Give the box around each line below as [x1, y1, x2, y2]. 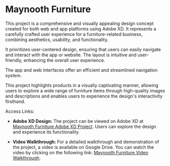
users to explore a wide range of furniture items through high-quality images [5, 87, 165, 93]
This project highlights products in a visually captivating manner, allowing [5, 82, 159, 88]
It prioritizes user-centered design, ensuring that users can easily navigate [5, 46, 161, 52]
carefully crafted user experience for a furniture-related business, [5, 31, 143, 37]
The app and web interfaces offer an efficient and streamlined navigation [5, 67, 158, 73]
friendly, [5, 57, 23, 63]
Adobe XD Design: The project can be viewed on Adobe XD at [12, 118, 144, 124]
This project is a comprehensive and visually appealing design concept [5, 20, 154, 26]
